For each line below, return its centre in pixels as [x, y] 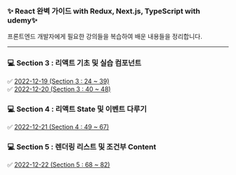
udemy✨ [22, 20]
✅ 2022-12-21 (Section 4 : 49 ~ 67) [58, 127]
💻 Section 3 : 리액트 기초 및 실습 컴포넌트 [74, 63]
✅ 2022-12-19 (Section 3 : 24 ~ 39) [58, 81]
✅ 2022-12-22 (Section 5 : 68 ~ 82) [59, 165]
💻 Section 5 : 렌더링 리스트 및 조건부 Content [82, 147]
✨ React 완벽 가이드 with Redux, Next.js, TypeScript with [104, 11]
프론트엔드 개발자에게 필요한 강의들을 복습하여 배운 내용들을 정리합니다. [105, 37]
